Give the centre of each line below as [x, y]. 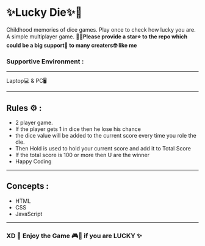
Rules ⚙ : [24, 108]
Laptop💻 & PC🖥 [27, 81]
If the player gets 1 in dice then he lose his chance [78, 129]
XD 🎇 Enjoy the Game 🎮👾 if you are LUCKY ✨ [74, 236]
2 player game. [34, 123]
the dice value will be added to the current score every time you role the [106, 136]
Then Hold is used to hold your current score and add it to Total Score [103, 149]
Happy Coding [33, 161]
